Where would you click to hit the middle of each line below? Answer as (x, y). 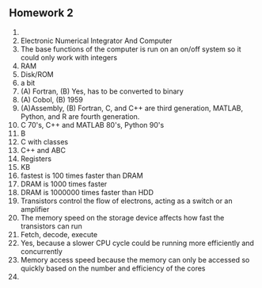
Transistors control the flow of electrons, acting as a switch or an (126, 201)
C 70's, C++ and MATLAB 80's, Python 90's (92, 125)
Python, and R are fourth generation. (80, 116)
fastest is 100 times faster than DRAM (82, 175)
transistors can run (51, 226)
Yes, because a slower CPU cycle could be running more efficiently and (137, 243)
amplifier (35, 209)
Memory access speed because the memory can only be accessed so (135, 259)
